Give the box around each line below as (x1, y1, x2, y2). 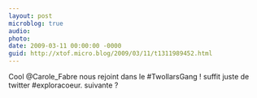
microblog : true (8, 19, 63, 28)
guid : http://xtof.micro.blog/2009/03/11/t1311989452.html (8, 49, 213, 58)
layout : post (8, 11, 53, 20)
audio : (8, 27, 31, 35)
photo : (8, 34, 31, 43)
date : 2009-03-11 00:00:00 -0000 (8, 42, 122, 50)
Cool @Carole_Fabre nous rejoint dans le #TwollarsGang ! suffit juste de (8, 72, 250, 81)
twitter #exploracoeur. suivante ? (8, 80, 119, 90)
